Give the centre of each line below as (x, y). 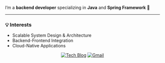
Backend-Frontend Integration (43, 41)
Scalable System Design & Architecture (52, 35)
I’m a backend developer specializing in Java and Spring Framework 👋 (78, 8)
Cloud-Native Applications (39, 46)
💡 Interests (18, 24)
